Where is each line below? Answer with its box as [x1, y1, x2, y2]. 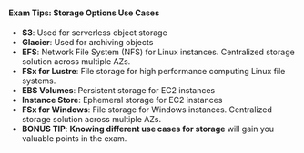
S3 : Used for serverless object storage [21, 27, 167, 38]
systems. [21, 75, 56, 86]
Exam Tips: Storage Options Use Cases [8, 7, 160, 18]
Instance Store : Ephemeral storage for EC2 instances [21, 95, 223, 106]
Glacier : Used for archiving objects [21, 37, 154, 48]
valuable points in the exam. [21, 133, 127, 144]
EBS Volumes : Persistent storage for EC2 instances [21, 85, 216, 96]
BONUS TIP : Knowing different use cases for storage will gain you [21, 123, 275, 135]
